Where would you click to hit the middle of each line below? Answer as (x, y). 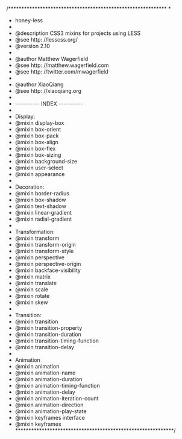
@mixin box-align (37, 142)
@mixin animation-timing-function (58, 386)
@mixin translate (36, 283)
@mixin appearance (40, 174)
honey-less (29, 20)
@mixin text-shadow (40, 206)
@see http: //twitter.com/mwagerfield (61, 71)
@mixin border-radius (42, 193)
